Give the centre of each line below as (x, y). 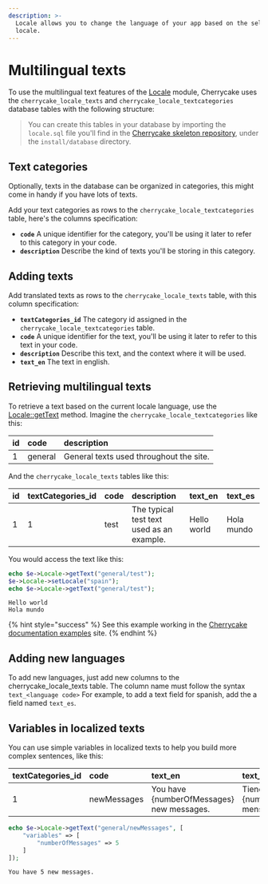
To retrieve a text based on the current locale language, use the (112, 406)
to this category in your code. (68, 243)
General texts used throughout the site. (136, 456)
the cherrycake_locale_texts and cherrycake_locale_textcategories (121, 101)
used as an (152, 529)
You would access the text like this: (66, 559)
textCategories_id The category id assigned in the (103, 319)
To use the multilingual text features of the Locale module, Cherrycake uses (133, 92)
